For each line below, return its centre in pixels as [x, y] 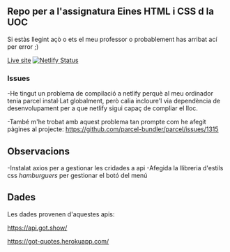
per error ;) [23, 46]
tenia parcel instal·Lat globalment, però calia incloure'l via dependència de [114, 101]
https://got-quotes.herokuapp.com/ [58, 241]
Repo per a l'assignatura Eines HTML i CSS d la [111, 12]
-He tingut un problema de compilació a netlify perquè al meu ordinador [110, 94]
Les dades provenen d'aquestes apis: [61, 214]
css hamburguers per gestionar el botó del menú [77, 175]
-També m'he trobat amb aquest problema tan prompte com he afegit [107, 122]
